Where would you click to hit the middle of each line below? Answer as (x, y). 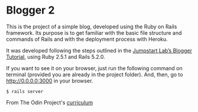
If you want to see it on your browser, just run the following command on (94, 68)
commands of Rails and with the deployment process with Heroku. (87, 39)
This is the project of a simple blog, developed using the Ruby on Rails (92, 27)
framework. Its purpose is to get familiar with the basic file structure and (94, 32)
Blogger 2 (30, 10)
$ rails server (25, 91)
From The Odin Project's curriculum (50, 102)
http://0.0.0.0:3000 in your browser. (50, 81)
